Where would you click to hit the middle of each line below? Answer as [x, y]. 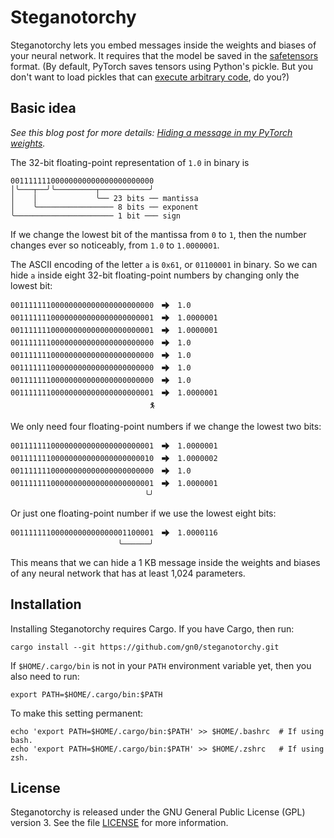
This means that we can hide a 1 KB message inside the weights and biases [165, 562]
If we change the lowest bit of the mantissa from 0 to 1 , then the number [158, 234]
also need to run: [45, 676]
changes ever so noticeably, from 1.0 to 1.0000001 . [115, 245]
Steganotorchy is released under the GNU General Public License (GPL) [158, 812]
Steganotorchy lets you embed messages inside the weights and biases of [163, 45]
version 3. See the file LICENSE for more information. [119, 823]
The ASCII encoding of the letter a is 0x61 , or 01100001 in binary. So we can [164, 264]
